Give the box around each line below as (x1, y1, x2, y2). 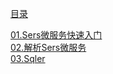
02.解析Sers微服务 (10, 42, 87, 53)
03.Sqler (10, 53, 46, 64)
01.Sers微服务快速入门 (10, 29, 103, 41)
